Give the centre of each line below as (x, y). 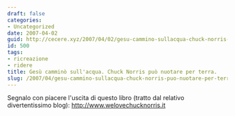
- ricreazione (28, 59)
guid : (15, 40)
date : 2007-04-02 (33, 33)
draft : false (26, 14)
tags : (15, 53)
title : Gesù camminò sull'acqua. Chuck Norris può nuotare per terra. (112, 72)
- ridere (20, 65)
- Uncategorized (31, 26)
